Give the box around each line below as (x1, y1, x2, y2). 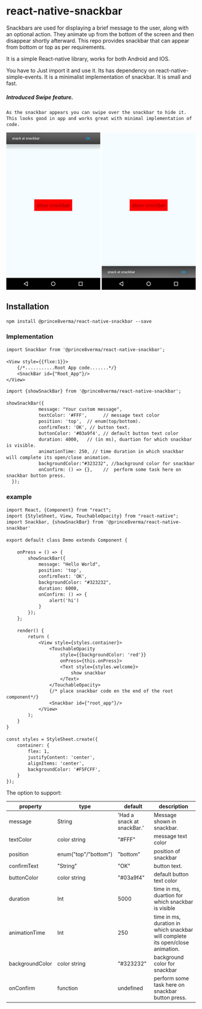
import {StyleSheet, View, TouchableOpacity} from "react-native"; (6, 513, 179, 520)
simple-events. (6, 73, 43, 80)
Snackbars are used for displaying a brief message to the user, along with (6, 24, 189, 31)
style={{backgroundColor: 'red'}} (60, 652, 147, 658)
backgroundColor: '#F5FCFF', (28, 766, 101, 773)
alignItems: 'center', (28, 760, 85, 767)
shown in (153, 818, 176, 825)
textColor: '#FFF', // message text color (38, 412, 161, 419)
